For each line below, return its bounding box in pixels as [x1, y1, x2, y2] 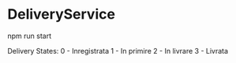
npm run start [7, 31, 52, 40]
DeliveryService [7, 5, 116, 23]
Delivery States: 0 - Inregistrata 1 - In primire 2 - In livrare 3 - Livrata [7, 46, 229, 55]
